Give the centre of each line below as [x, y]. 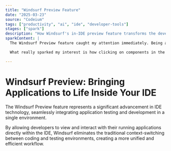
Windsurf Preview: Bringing [65, 82]
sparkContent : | [22, 39]
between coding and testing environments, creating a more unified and [80, 138]
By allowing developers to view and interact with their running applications [83, 127]
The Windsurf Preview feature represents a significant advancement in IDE [83, 107]
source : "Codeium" [25, 19]
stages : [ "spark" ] [25, 29]
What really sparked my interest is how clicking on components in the [88, 52]
